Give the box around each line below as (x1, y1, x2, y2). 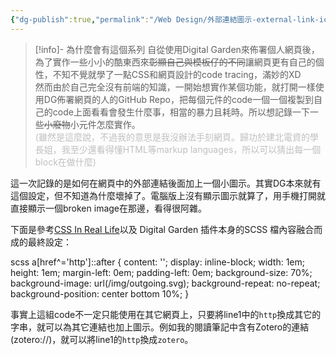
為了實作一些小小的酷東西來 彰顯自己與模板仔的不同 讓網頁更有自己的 (34, 56, 316, 68)
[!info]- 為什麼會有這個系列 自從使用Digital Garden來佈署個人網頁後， (34, 43, 320, 55)
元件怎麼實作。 (78, 118, 141, 130)
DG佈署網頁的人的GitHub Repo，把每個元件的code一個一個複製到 (43, 93, 315, 105)
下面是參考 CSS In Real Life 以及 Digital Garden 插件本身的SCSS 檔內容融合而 (10, 223, 323, 235)
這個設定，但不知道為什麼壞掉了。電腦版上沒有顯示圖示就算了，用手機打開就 (10, 189, 326, 201)
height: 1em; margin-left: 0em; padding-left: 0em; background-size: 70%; (10, 266, 313, 278)
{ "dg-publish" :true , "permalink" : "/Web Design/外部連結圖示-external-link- (10, 14, 320, 25)
